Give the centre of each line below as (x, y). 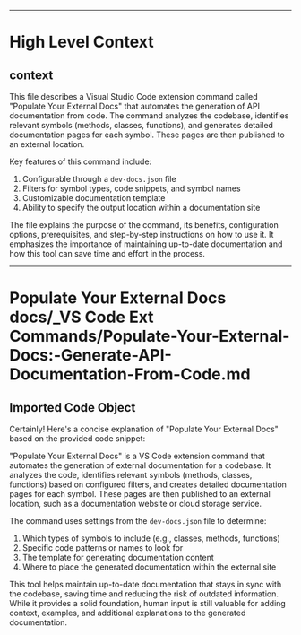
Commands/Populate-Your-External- (150, 336)
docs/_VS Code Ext (82, 317)
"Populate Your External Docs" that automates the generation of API (134, 106)
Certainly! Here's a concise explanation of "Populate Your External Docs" (144, 429)
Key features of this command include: (81, 161)
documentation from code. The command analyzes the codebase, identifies (149, 116)
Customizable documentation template (94, 198)
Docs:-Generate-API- (90, 356)
